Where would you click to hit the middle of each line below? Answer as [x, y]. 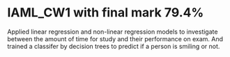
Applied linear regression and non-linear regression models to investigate [113, 32]
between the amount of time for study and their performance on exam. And [115, 38]
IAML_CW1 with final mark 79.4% [106, 13]
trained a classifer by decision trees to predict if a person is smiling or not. [114, 46]
